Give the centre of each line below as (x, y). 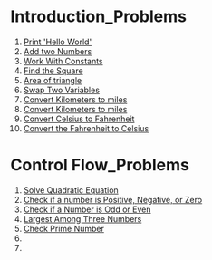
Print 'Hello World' (58, 42)
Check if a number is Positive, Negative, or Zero (113, 199)
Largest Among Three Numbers (82, 218)
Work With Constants (63, 61)
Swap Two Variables (62, 90)
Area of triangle (53, 80)
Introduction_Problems (98, 17)
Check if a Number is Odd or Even (87, 209)
